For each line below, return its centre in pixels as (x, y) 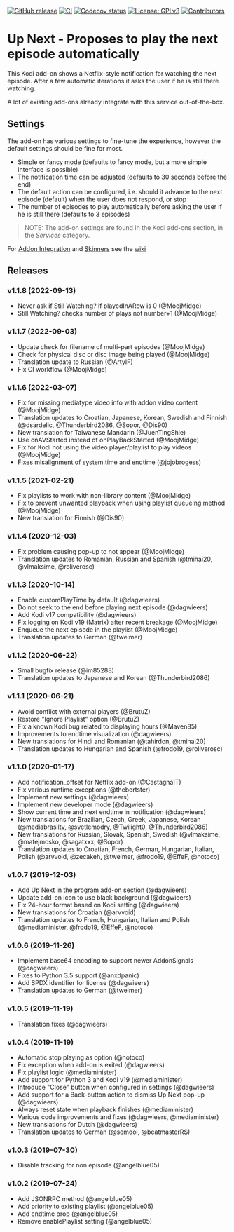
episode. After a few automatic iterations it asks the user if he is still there (113, 81)
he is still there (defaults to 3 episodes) (74, 214)
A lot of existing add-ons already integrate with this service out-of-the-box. (116, 102)
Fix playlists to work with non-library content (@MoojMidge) (104, 496)
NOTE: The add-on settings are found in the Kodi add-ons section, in (123, 227)
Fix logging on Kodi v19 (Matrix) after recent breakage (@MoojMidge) (118, 622)
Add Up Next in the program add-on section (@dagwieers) (102, 890)
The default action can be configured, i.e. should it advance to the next (120, 191)
